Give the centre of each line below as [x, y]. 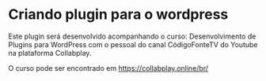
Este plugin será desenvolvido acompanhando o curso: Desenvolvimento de [132, 36]
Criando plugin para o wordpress [118, 15]
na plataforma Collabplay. [50, 53]
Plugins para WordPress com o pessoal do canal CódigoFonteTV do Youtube [133, 44]
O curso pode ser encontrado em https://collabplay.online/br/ [108, 68]
